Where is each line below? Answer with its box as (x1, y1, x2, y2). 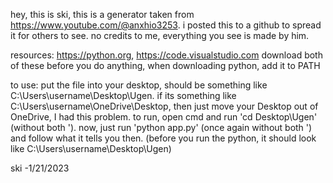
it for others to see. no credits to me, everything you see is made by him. (10, 30, 310, 41)
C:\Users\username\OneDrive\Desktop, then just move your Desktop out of (10, 100, 319, 112)
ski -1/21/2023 (10, 162, 70, 174)
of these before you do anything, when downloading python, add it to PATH (10, 60, 321, 71)
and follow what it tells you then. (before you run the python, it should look (10, 132, 317, 144)
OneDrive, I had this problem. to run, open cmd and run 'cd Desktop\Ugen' (10, 111, 318, 123)
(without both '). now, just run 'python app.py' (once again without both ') (10, 122, 313, 133)
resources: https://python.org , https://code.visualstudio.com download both (10, 49, 323, 61)
